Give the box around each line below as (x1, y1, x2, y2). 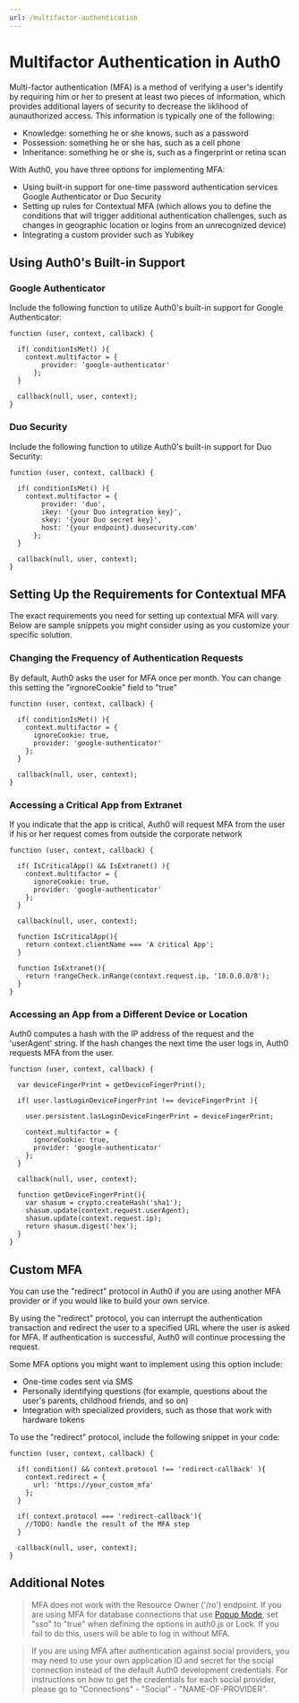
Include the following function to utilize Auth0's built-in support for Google (9, 303, 284, 313)
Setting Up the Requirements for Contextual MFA (9, 586, 287, 601)
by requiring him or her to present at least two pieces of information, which (9, 91, 286, 101)
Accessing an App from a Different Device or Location (9, 1007, 248, 1020)
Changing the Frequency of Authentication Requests (9, 652, 243, 664)
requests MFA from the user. (9, 1048, 115, 1058)
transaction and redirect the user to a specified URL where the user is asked (9, 1322, 291, 1333)
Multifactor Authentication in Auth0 (9, 51, 281, 72)
